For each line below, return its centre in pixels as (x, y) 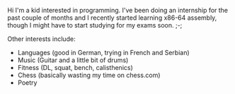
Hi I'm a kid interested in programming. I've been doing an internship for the (118, 10)
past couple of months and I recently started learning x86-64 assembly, (112, 18)
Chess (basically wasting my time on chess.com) (89, 75)
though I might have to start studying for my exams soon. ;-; (95, 25)
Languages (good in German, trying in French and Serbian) (103, 53)
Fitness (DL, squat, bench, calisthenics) (75, 67)
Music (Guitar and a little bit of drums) (73, 60)
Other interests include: (41, 39)
